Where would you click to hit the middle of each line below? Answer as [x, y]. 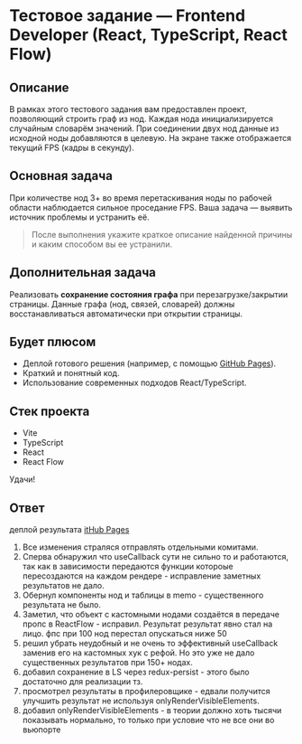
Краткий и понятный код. [71, 373]
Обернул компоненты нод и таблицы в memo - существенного [143, 595]
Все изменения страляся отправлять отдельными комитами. [140, 547]
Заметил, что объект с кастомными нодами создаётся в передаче [151, 615]
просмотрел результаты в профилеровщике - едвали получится [146, 692]
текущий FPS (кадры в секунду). [72, 147]
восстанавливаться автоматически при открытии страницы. [126, 314]
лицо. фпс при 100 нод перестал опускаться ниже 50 [124, 634]
